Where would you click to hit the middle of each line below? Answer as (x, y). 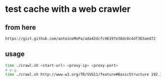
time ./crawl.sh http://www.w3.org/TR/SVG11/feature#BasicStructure (77, 75)
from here (21, 27)
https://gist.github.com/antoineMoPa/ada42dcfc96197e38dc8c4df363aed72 (80, 39)
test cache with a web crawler (68, 9)
